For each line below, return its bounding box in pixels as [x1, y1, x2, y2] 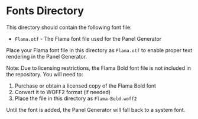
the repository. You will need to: [6, 70, 84, 78]
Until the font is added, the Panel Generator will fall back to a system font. [6, 106, 186, 113]
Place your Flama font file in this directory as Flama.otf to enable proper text [6, 46, 193, 54]
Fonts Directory [6, 4, 85, 18]
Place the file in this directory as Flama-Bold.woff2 [14, 95, 137, 102]
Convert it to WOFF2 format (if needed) [14, 88, 111, 95]
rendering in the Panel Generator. [6, 53, 87, 60]
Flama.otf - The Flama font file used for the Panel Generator [14, 35, 162, 42]
